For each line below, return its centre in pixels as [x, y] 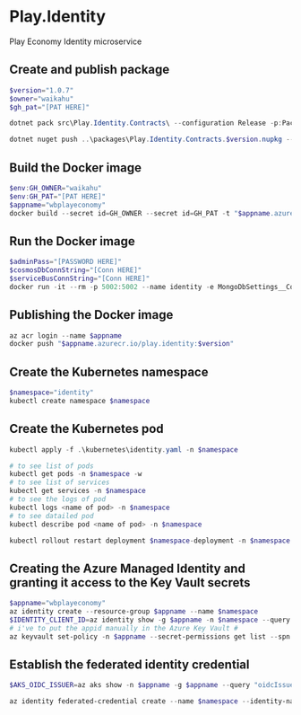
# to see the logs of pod [57, 499]
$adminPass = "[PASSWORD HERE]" [66, 262]
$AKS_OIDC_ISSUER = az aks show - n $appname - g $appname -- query [130, 685]
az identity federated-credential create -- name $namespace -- [130, 702]
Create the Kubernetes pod [86, 429]
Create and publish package [90, 70]
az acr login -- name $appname [66, 335]
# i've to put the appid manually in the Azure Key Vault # [124, 628]
